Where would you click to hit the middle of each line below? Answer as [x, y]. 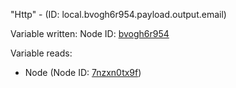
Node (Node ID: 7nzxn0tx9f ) [83, 72]
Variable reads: [41, 53]
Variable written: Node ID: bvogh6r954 [90, 33]
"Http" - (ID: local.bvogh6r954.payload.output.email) [118, 14]
